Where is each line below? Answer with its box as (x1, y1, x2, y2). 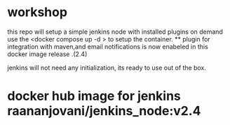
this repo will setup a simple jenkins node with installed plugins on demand (7, 27, 223, 36)
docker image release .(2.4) (7, 50, 88, 58)
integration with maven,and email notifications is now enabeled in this (7, 42, 208, 51)
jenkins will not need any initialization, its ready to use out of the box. (7, 63, 207, 72)
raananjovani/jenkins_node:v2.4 (7, 103, 201, 119)
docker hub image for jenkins (7, 88, 181, 104)
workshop (7, 4, 68, 20)
